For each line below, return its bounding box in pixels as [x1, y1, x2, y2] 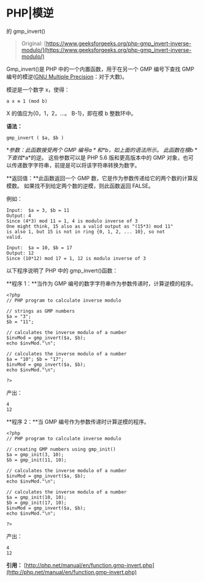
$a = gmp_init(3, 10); [6, 451, 64, 457]
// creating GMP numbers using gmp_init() [6, 446, 116, 453]
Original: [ [21, 40, 46, 47]
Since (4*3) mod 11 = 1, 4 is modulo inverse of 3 [6, 218, 138, 224]
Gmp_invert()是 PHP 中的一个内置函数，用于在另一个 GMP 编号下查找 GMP [6, 65, 194, 73]
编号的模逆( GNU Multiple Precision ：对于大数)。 [6, 73, 128, 80]
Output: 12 [6, 250, 34, 256]
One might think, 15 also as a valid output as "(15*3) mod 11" [6, 223, 173, 230]
